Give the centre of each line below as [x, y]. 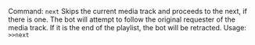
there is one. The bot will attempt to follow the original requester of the [122, 19]
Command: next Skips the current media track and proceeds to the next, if [128, 11]
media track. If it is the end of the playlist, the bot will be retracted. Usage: [127, 28]
